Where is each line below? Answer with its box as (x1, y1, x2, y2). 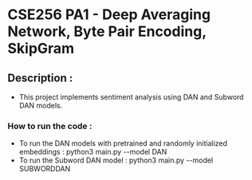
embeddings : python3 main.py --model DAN (18, 147, 167, 157)
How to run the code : (7, 120, 93, 131)
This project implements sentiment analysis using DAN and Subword (18, 92, 244, 101)
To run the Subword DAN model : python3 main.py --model (18, 155, 214, 165)
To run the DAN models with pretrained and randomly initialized (18, 139, 228, 148)
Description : (7, 71, 73, 84)
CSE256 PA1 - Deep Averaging (7, 6, 211, 24)
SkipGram (7, 40, 75, 57)
